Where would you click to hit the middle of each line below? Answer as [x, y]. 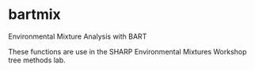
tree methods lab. [37, 60]
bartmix [34, 15]
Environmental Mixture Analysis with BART [78, 36]
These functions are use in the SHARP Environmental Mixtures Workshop [127, 51]
